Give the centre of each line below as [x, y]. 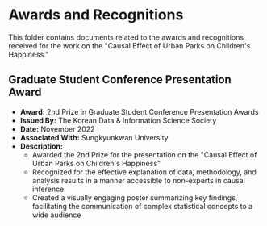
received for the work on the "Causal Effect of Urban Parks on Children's [129, 45]
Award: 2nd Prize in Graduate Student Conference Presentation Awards [140, 111]
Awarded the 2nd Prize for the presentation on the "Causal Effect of [144, 154]
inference [48, 189]
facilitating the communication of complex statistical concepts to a [142, 206]
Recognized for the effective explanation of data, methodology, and [144, 172]
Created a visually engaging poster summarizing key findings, [135, 197]
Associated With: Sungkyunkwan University [94, 137]
